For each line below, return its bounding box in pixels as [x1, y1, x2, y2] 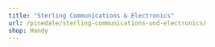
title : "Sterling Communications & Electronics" [8, 11, 175, 20]
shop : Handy [8, 26, 48, 34]
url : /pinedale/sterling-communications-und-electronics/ [8, 19, 207, 27]
